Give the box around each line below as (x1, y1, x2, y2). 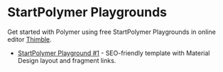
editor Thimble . (7, 35, 52, 43)
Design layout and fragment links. (17, 56, 116, 64)
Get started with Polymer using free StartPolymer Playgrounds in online (7, 28, 217, 36)
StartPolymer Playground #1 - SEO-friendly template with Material (17, 49, 210, 57)
